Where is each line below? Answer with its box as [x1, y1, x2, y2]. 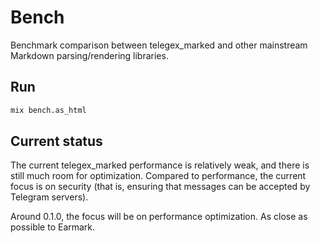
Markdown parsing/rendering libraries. [10, 49, 169, 61]
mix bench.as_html [10, 105, 87, 115]
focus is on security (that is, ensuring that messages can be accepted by [10, 181, 311, 193]
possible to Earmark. [10, 221, 96, 233]
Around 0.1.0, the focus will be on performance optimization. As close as [10, 211, 308, 223]
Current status [10, 133, 103, 150]
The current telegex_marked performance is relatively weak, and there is [10, 159, 310, 171]
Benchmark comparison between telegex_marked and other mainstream [10, 39, 308, 51]
